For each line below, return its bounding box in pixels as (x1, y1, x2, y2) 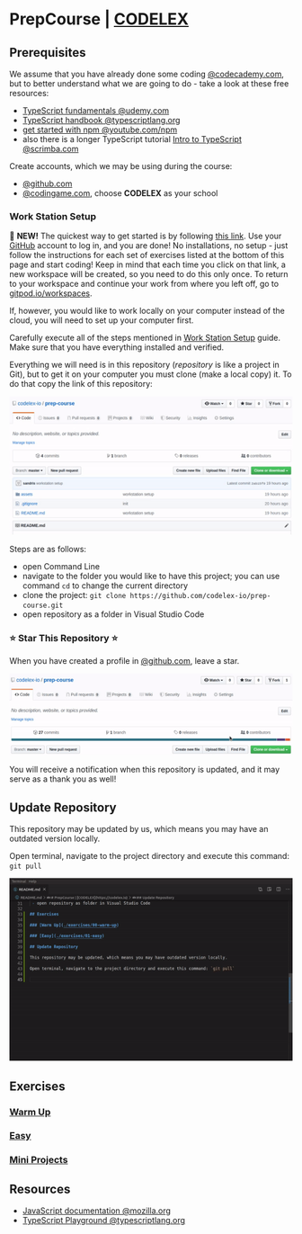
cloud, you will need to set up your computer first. (9, 315, 194, 326)
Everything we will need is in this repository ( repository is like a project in (9, 360, 280, 371)
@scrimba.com (22, 144, 79, 154)
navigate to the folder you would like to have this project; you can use (22, 570, 280, 581)
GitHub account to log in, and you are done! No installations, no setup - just (9, 240, 289, 251)
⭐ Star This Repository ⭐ (9, 631, 119, 644)
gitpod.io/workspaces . (9, 288, 93, 299)
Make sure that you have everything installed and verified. (9, 342, 225, 353)
